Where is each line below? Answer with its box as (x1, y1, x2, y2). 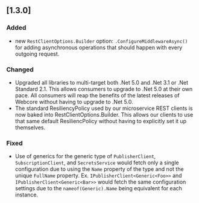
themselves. (14, 124, 46, 131)
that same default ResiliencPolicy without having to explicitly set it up (14, 117, 187, 124)
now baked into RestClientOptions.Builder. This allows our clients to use (14, 111, 194, 118)
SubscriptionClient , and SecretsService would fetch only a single (14, 159, 179, 166)
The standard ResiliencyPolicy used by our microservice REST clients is (14, 105, 193, 112)
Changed (6, 65, 34, 74)
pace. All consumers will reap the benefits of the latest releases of (14, 91, 180, 99)
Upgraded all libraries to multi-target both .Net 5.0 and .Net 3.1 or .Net (14, 79, 189, 86)
